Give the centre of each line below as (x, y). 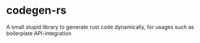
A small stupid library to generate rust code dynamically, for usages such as (100, 27)
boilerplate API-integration (39, 33)
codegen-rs (36, 10)
